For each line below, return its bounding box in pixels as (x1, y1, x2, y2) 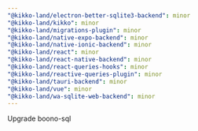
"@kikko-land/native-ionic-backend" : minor (7, 41, 152, 49)
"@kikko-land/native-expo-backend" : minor (7, 33, 148, 42)
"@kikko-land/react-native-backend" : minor (7, 56, 152, 64)
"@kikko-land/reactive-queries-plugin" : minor (7, 70, 163, 78)
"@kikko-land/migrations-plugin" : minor (7, 26, 142, 34)
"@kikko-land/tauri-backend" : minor (7, 77, 127, 85)
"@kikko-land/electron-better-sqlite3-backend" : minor (7, 11, 191, 20)
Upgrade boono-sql (7, 114, 71, 123)
